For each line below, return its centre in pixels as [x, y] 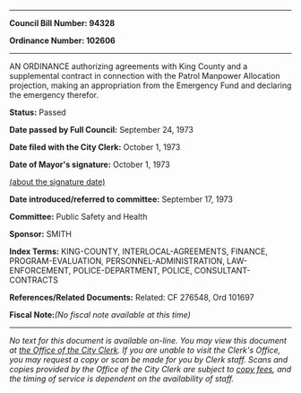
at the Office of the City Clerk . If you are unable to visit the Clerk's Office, [145, 350]
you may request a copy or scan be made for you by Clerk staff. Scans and [149, 359]
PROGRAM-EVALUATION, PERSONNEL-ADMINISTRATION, [117, 261]
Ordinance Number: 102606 [63, 40]
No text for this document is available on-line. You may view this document [148, 341]
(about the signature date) [57, 182]
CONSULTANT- [222, 271]
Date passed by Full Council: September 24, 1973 [102, 130]
